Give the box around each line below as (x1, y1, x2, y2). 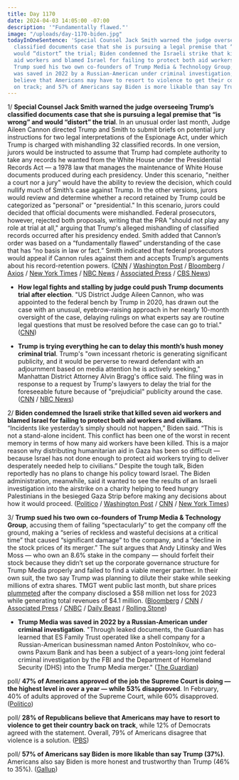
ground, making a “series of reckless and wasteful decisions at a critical (7, 528, 218, 537)
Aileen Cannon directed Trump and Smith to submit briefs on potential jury (7, 125, 225, 134)
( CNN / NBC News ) (17, 395, 75, 404)
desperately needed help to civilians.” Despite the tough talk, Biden (7, 462, 204, 470)
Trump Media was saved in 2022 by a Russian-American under (17, 618, 208, 626)
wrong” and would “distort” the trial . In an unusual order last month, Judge (7, 118, 230, 127)
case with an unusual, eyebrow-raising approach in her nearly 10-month (17, 305, 229, 314)
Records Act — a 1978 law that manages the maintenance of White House (7, 163, 223, 172)
